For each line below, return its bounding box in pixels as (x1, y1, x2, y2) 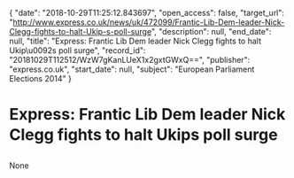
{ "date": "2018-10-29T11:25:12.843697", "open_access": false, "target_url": (9, 8, 285, 18)
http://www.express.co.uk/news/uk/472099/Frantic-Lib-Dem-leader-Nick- (12, 17, 285, 27)
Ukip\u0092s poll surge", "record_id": (9, 45, 146, 56)
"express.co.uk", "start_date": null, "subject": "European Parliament (9, 64, 255, 74)
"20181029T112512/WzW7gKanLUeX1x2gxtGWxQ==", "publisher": (9, 55, 251, 65)
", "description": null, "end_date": (151, 27, 272, 36)
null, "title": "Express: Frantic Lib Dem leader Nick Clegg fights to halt (9, 35, 261, 46)
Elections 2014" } (9, 74, 73, 83)
